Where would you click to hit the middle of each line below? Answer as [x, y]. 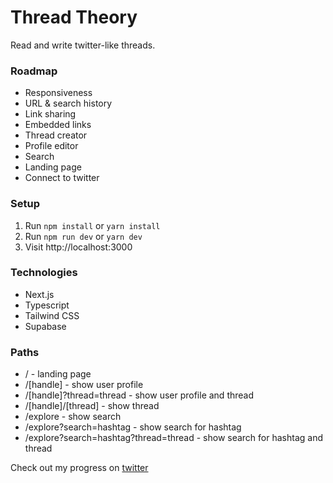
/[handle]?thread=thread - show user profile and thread [139, 395]
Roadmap [34, 71]
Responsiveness [58, 93]
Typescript [47, 305]
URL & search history [68, 103]
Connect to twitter [62, 178]
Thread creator [56, 135]
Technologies [44, 273]
